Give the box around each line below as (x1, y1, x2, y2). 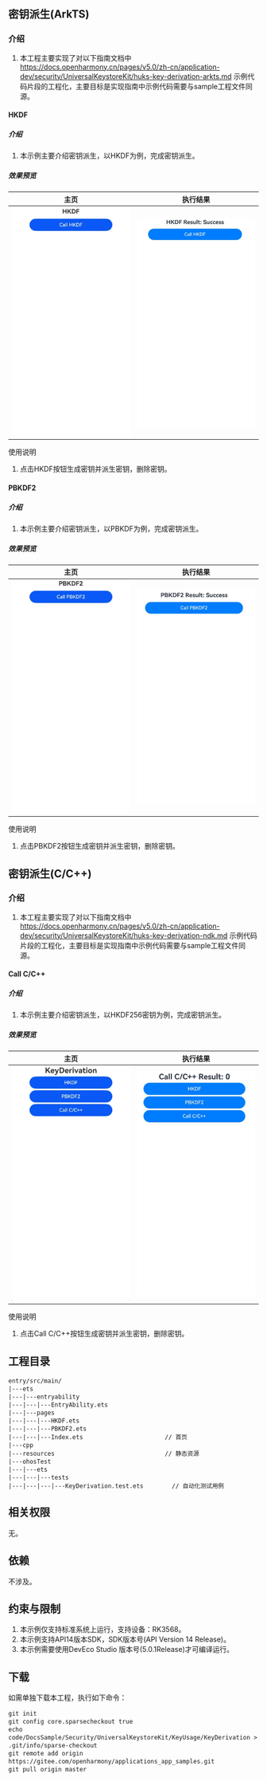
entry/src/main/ (8, 1377, 62, 1385)
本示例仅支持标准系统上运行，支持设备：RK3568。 (19, 1625, 186, 1634)
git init (8, 1710, 37, 1718)
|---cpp (8, 1442, 34, 1450)
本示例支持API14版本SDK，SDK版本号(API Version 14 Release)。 (19, 1634, 230, 1644)
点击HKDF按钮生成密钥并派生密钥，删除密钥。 (19, 465, 172, 474)
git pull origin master (8, 1766, 87, 1774)
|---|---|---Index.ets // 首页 (8, 1434, 188, 1442)
